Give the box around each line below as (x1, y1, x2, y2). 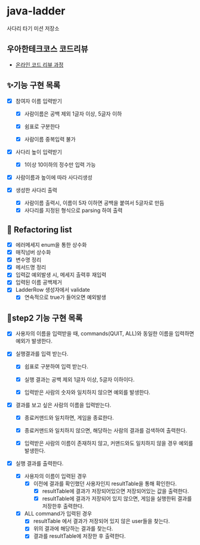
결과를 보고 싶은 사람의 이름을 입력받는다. (15, 401, 112, 408)
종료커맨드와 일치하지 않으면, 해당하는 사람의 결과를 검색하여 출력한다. (24, 426, 187, 434)
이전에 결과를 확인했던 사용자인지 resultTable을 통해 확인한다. (33, 480, 177, 487)
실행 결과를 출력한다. (15, 459, 64, 467)
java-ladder (7, 4, 66, 18)
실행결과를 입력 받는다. (15, 350, 69, 358)
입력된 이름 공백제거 (15, 278, 62, 286)
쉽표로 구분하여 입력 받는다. (24, 363, 88, 370)
